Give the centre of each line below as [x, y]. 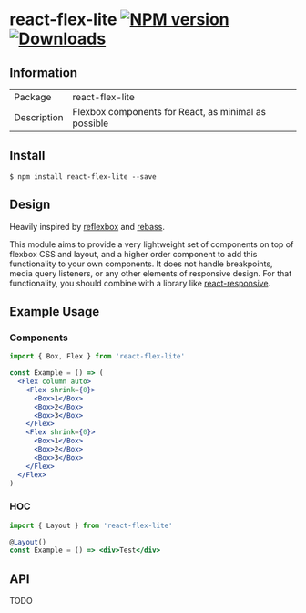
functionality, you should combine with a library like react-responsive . [140, 283]
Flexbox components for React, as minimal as [169, 112]
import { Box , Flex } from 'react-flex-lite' [97, 357]
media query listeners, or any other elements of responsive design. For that [151, 273]
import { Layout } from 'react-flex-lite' [91, 525]
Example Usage [55, 312]
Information [44, 73]
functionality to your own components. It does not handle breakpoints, [141, 264]
